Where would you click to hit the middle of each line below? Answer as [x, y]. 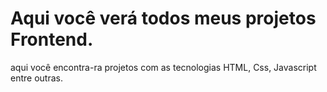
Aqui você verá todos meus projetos [163, 18]
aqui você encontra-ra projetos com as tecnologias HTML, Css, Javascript [163, 67]
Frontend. [52, 39]
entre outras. [36, 78]
